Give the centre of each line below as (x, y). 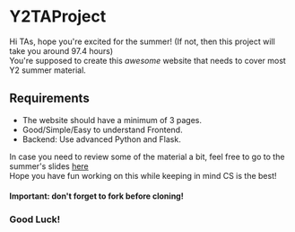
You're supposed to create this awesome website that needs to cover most (148, 60)
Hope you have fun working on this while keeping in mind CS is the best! (143, 175)
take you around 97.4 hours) (61, 50)
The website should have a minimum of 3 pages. (112, 120)
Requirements (49, 98)
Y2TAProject (58, 17)
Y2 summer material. (48, 70)
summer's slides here (49, 166)
